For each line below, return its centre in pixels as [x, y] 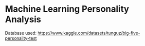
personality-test [21, 38]
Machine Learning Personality [67, 9]
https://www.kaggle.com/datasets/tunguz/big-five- [89, 33]
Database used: [21, 33]
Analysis [23, 19]
